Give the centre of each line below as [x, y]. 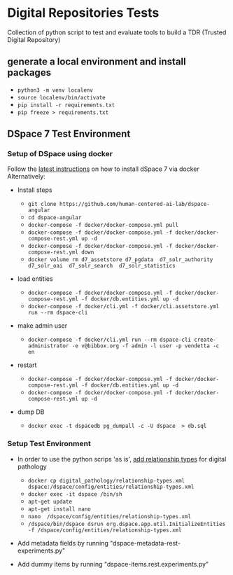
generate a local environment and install [97, 62]
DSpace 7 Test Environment [69, 134]
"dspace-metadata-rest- [145, 543]
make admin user [42, 326]
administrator [48, 346]
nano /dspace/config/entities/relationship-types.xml [109, 516]
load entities [35, 279]
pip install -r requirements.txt [66, 105]
